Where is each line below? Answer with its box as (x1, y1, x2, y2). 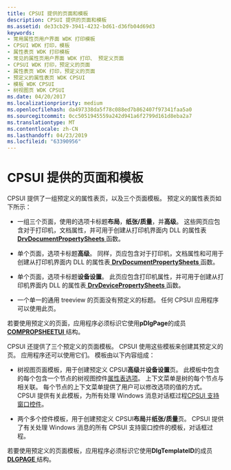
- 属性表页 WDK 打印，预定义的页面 (7, 68, 96, 74)
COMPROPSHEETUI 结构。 (7, 328, 85, 336)
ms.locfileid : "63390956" (7, 139, 81, 145)
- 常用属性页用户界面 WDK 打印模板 (7, 36, 96, 43)
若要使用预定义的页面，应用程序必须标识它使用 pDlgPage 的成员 (7, 319, 186, 327)
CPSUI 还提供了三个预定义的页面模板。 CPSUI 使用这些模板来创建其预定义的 (7, 343, 223, 351)
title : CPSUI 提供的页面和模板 (7, 10, 89, 17)
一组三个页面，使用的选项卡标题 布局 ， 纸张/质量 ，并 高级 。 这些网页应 (16, 218, 214, 226)
